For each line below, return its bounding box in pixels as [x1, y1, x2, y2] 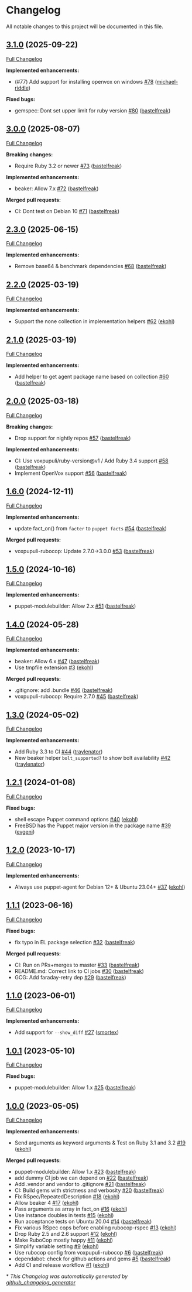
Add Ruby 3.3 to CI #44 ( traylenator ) [14, 748, 103, 755]
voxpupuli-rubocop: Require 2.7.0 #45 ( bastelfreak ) [14, 693, 139, 700]
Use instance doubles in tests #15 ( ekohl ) [14, 1211, 114, 1218]
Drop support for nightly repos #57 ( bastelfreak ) [14, 434, 131, 441]
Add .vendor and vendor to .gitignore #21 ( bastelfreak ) [14, 1180, 146, 1187]
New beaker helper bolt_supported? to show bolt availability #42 [14, 755, 171, 762]
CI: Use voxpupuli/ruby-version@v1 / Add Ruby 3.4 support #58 [14, 457, 169, 464]
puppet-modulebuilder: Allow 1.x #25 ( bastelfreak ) [14, 1084, 136, 1091]
